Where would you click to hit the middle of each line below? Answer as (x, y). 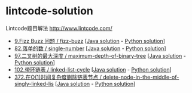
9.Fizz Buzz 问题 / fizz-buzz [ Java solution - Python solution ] (90, 41)
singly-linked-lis (34, 83)
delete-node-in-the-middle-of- (141, 77)
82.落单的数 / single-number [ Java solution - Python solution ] (90, 48)
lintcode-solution (49, 11)
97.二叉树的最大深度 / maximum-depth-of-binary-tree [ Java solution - (100, 55)
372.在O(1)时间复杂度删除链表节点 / (58, 77)
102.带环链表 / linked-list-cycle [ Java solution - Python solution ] (93, 69)
